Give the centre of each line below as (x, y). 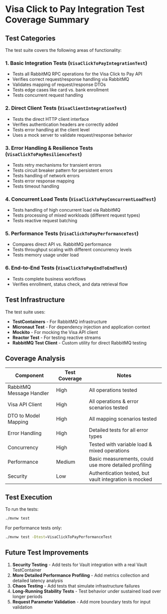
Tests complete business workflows (49, 279)
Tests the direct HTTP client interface (51, 119)
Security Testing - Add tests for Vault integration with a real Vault (80, 565)
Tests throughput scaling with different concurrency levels (72, 250)
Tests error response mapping (43, 181)
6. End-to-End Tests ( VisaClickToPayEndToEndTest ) (66, 268)
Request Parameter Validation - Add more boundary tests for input (81, 602)
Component (29, 375)
